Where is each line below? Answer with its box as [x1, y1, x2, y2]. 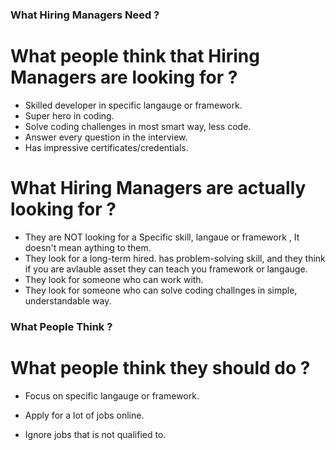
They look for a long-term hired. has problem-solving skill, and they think [24, 252, 326, 264]
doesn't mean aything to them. [24, 241, 152, 253]
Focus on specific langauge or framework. [24, 389, 200, 402]
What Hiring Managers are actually [10, 177, 307, 200]
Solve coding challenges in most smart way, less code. [24, 120, 252, 132]
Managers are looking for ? [10, 66, 238, 89]
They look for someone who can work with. [24, 273, 204, 285]
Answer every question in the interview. [24, 131, 188, 143]
